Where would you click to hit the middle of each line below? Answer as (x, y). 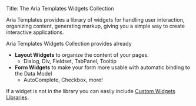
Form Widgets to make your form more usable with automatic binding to (102, 67)
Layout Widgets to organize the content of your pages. (82, 55)
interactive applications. (35, 32)
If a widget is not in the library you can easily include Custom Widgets (91, 91)
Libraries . (18, 97)
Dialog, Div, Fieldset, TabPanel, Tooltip (70, 61)
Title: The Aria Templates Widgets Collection (60, 8)
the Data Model (33, 73)
